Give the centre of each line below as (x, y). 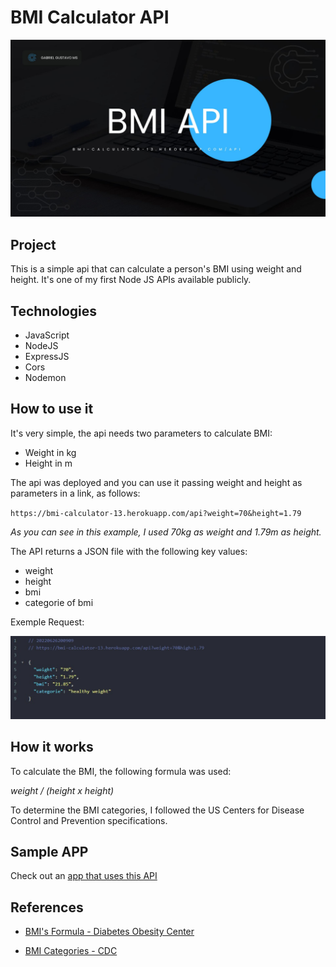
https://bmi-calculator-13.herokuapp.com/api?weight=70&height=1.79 (156, 513)
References (47, 907)
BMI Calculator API (90, 17)
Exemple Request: (47, 622)
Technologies (54, 311)
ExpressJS (47, 357)
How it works (52, 747)
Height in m (48, 463)
